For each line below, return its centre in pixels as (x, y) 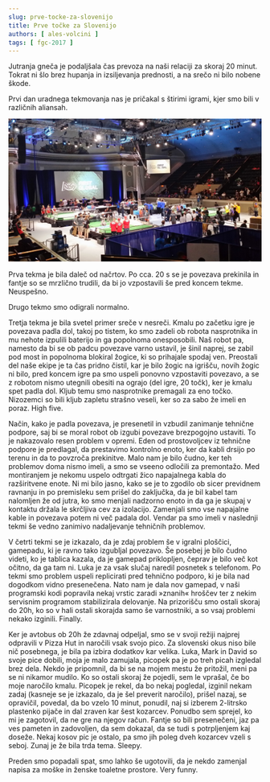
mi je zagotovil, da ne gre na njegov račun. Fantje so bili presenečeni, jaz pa (134, 719)
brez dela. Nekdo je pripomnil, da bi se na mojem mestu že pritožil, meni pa (133, 669)
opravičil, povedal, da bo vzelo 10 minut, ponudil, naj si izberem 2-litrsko (128, 702)
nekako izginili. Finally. (45, 619)
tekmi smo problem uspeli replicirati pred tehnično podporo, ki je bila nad (129, 576)
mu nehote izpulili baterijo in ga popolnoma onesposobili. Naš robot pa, (126, 340)
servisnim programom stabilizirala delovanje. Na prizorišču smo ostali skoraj (134, 601)
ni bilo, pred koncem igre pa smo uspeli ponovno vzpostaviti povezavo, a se (134, 373)
